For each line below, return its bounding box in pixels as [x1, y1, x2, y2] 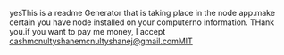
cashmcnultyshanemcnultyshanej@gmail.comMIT [9, 35, 194, 46]
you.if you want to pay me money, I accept [9, 27, 166, 36]
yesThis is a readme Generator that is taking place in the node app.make [9, 8, 275, 18]
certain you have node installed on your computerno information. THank [9, 17, 275, 27]
